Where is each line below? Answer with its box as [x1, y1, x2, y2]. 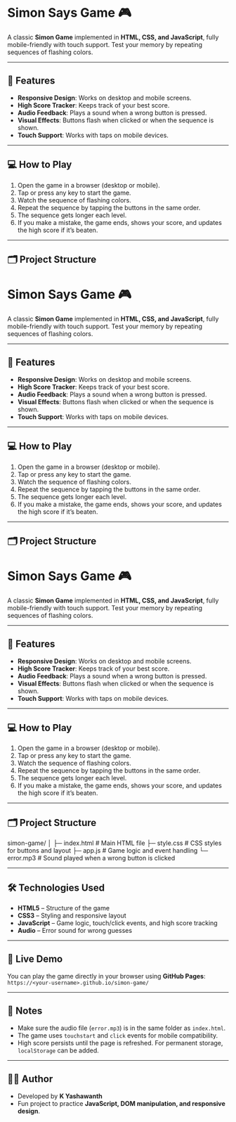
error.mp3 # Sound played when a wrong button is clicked [7, 854, 176, 863]
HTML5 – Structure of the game [17, 904, 110, 913]
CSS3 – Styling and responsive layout [17, 911, 126, 920]
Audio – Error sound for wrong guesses [17, 927, 132, 935]
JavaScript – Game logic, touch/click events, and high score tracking [17, 919, 218, 927]
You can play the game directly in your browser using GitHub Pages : [7, 972, 206, 980]
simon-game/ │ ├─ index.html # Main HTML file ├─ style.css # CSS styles [7, 839, 222, 847]
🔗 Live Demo [7, 953, 63, 965]
